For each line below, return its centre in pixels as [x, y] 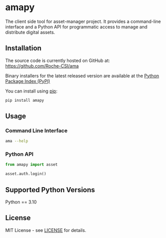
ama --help [17, 141]
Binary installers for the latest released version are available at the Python [82, 76]
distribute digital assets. [30, 32]
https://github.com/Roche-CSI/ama [42, 66]
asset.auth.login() [26, 174]
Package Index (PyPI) [28, 81]
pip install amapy [25, 100]
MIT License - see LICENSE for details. [46, 230]
